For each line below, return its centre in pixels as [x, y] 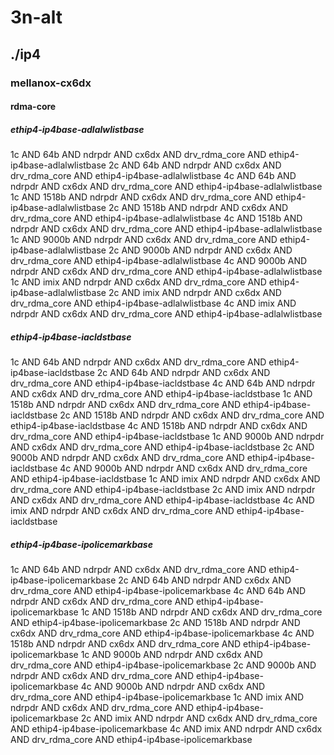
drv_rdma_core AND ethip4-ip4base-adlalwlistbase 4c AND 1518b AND [156, 218]
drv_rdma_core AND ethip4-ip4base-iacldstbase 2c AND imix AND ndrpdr [163, 490]
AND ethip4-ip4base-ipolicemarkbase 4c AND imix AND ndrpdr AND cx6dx [166, 729]
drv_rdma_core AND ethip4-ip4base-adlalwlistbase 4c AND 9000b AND [159, 261]
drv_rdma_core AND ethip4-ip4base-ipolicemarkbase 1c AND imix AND [157, 697]
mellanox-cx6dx [51, 83]
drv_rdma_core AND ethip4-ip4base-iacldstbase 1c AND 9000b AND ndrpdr [167, 437]
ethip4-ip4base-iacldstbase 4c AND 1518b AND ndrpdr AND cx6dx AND [159, 426]
